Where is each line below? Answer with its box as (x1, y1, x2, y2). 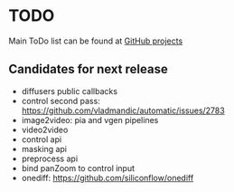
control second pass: (21, 95, 100, 106)
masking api (21, 143, 68, 154)
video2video (21, 124, 69, 135)
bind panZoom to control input (21, 162, 136, 173)
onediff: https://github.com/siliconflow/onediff (21, 172, 194, 183)
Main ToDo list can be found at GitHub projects (8, 35, 183, 46)
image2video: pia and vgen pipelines (21, 114, 159, 125)
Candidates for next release (8, 62, 168, 77)
